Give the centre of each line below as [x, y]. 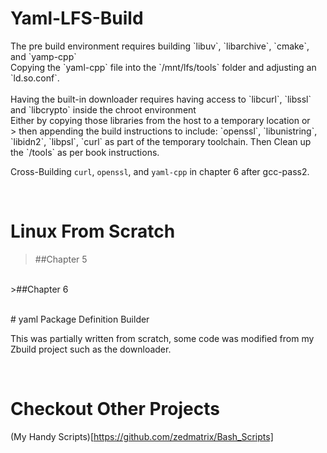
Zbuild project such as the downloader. [91, 349]
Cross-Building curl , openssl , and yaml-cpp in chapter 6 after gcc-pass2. [160, 171]
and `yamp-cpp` [43, 56]
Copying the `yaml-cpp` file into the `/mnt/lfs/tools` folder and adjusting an [163, 67]
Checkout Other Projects [115, 409]
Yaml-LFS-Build [77, 18]
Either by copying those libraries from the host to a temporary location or [160, 120]
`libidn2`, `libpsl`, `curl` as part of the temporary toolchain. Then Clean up [161, 141]
